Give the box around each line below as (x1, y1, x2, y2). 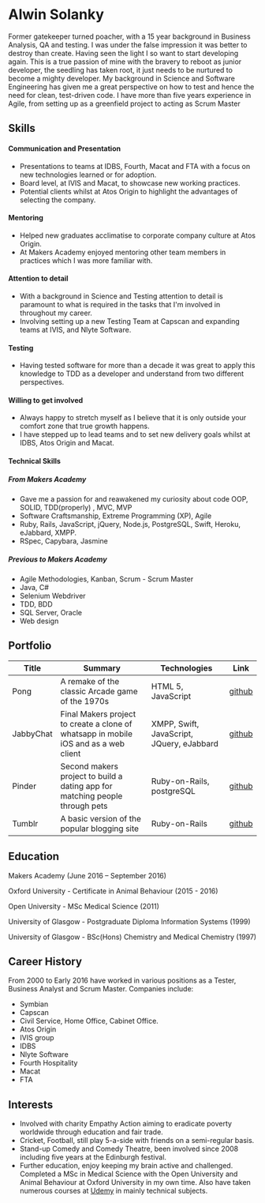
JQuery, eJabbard (151, 738, 219, 749)
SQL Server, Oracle (19, 607, 83, 617)
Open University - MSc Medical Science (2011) (8, 901, 160, 911)
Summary (83, 662, 121, 673)
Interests (8, 1098, 54, 1111)
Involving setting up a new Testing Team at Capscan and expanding (19, 316, 241, 325)
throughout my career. (19, 308, 93, 318)
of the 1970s (60, 695, 109, 706)
